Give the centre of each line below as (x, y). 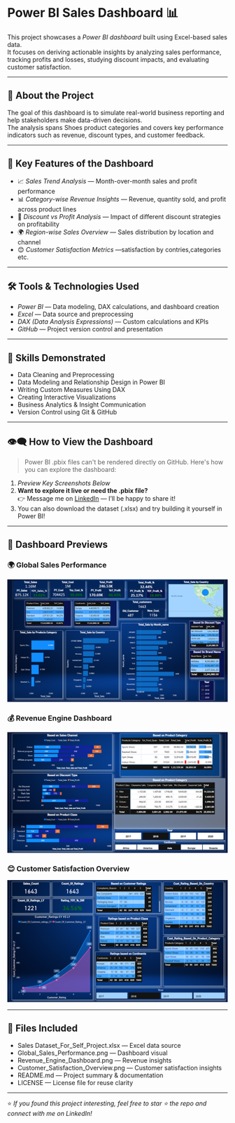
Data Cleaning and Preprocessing (66, 375)
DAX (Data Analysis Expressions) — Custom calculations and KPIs (113, 322)
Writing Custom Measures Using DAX (71, 390)
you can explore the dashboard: (70, 469)
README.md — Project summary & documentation (90, 1075)
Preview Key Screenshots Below (64, 483)
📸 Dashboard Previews (58, 545)
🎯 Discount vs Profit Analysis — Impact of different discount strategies (119, 216)
